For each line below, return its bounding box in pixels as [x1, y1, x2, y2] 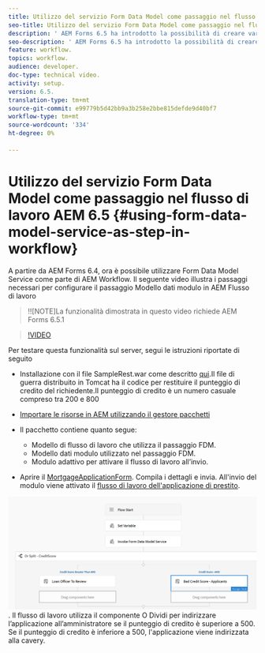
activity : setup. [8, 79, 65, 87]
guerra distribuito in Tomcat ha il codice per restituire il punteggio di [19, 377, 241, 387]
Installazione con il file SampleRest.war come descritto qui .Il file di [19, 369, 235, 378]
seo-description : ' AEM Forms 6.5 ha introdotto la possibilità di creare [8, 38, 259, 46]
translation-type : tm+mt [8, 96, 90, 104]
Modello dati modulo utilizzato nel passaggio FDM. [31, 448, 196, 458]
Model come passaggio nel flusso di [8, 190, 249, 207]
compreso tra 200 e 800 [19, 394, 100, 403]
